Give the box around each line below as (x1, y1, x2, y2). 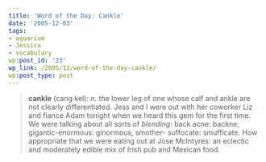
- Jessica (8, 42, 42, 50)
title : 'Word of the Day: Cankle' (8, 11, 125, 20)
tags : (8, 26, 27, 34)
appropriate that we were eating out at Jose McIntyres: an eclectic (27, 136, 250, 145)
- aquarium (8, 34, 45, 43)
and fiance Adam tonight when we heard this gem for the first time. (27, 110, 251, 120)
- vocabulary (8, 49, 52, 57)
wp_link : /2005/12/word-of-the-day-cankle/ (8, 64, 157, 72)
